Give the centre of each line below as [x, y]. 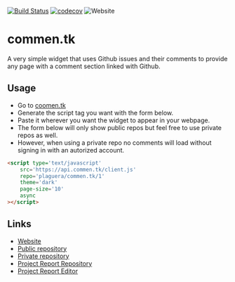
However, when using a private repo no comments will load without [114, 142]
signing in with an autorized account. [71, 150]
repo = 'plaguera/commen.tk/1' [62, 176]
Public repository [42, 248]
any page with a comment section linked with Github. [84, 66]
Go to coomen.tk [42, 105]
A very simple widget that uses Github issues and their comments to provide [117, 58]
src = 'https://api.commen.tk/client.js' [78, 169]
